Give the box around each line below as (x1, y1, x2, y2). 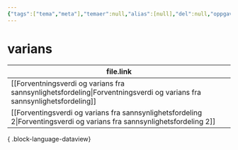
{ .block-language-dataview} (7, 134, 91, 143)
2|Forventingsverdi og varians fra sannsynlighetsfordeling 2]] (11, 116, 216, 126)
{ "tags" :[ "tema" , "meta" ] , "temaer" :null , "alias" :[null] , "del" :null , (7, 10, 211, 18)
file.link (106, 67, 132, 76)
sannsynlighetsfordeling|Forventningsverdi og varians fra (11, 87, 202, 97)
